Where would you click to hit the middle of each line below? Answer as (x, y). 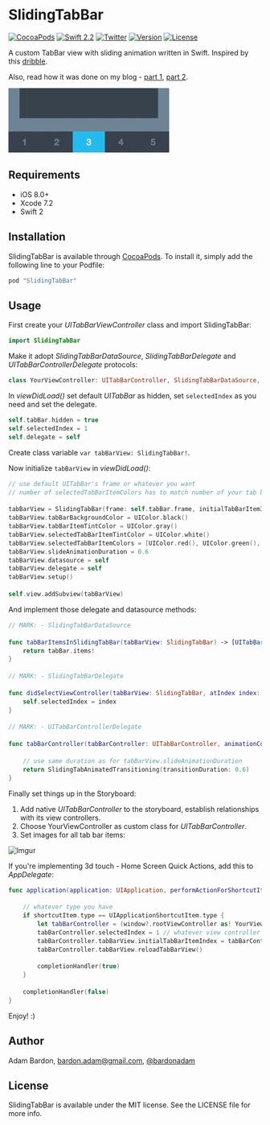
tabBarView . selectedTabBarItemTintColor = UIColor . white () (109, 534)
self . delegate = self (45, 437)
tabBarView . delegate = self (55, 569)
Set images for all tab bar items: (73, 834)
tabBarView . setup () (41, 577)
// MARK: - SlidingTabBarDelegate (66, 676)
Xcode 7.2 (37, 203)
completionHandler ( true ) (79, 966)
